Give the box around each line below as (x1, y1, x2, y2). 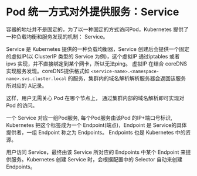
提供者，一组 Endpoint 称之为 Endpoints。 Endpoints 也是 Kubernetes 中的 (6, 129, 186, 136)
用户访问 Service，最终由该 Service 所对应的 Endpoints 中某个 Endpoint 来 (6, 149, 186, 156)
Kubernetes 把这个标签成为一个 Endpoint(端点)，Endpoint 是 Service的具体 (6, 121, 187, 129)
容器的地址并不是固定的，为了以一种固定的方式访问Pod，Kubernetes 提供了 (6, 26, 189, 33)
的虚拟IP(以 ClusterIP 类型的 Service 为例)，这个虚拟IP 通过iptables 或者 (6, 53, 180, 60)
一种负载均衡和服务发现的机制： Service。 (6, 33, 108, 40)
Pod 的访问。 (6, 102, 38, 109)
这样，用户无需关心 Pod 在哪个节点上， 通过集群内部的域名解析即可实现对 (6, 94, 185, 101)
